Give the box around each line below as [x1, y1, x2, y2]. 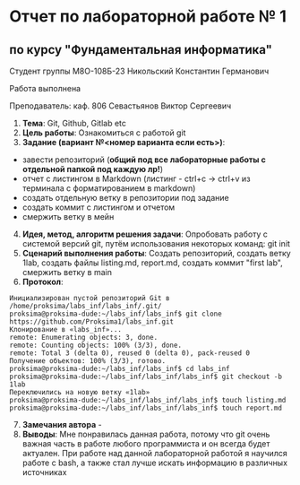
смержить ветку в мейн [21, 212, 115, 221]
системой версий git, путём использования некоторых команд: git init [21, 238, 291, 248]
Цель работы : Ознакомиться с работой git [21, 127, 186, 138]
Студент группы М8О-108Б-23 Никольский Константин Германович [9, 65, 270, 76]
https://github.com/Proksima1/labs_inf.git [9, 317, 175, 326]
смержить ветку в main [21, 267, 112, 277]
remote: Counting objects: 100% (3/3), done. [9, 341, 182, 350]
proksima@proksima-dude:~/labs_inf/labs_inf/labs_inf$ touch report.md [9, 403, 282, 412]
